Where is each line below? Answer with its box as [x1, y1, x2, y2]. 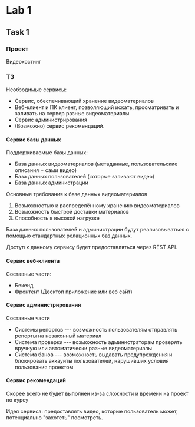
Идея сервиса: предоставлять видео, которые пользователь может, [6, 408, 179, 415]
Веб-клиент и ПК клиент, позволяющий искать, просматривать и [14, 104, 179, 111]
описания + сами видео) [14, 167, 77, 174]
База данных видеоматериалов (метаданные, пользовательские [14, 160, 178, 168]
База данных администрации [14, 179, 88, 186]
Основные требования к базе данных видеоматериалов [6, 191, 147, 198]
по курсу [6, 396, 29, 403]
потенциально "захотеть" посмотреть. [6, 413, 103, 421]
